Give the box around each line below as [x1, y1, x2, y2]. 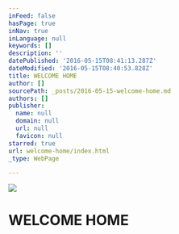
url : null [15, 124, 48, 132]
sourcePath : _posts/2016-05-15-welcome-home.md [8, 86, 172, 95]
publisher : [8, 102, 45, 110]
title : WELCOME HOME [8, 72, 78, 80]
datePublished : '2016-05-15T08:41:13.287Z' [8, 57, 157, 65]
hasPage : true [8, 19, 56, 27]
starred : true [8, 139, 56, 148]
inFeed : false [8, 11, 56, 20]
